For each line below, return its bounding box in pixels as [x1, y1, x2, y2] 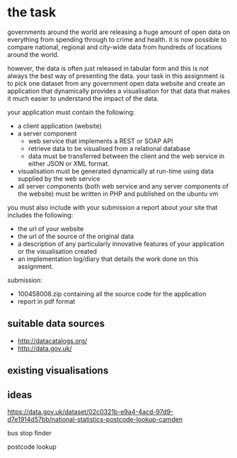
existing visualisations [7, 364, 109, 376]
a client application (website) [17, 121, 103, 130]
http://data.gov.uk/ [17, 344, 72, 352]
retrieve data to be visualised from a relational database [28, 144, 191, 152]
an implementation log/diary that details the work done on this [17, 255, 199, 263]
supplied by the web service [17, 174, 100, 183]
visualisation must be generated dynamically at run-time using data [17, 167, 214, 175]
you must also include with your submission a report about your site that [7, 203, 218, 211]
